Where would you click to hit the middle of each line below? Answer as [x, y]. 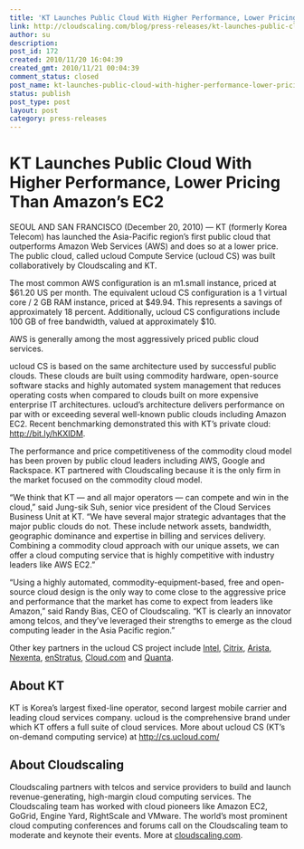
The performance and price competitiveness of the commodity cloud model [151, 451]
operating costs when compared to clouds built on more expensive [134, 396]
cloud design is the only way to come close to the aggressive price [162, 592]
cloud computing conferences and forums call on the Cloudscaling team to [149, 825]
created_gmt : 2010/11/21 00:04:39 [75, 69]
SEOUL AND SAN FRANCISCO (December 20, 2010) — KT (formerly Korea [148, 227]
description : [34, 43]
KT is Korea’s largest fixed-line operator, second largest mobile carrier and [148, 708]
